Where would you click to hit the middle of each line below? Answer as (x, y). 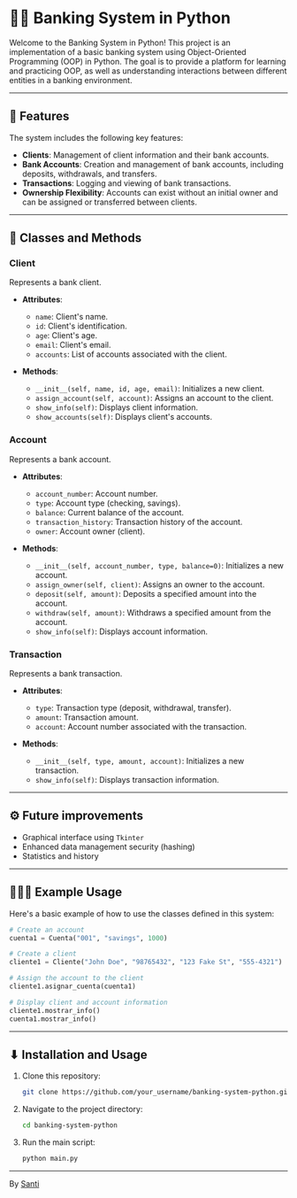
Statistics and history (60, 856)
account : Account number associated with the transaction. (141, 727)
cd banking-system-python (69, 1125)
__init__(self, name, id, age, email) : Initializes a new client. (150, 389)
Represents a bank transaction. (66, 674)
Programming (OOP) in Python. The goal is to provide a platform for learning (148, 61)
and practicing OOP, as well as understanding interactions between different (148, 71)
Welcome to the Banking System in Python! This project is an (120, 43)
